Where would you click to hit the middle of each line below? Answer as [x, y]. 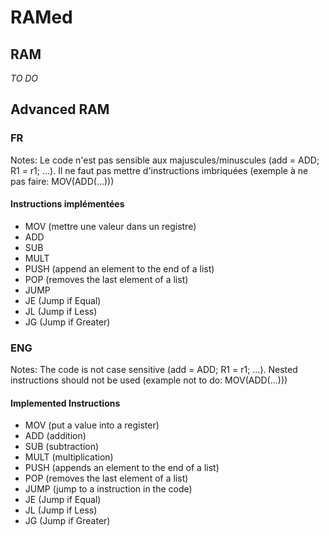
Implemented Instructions [65, 403]
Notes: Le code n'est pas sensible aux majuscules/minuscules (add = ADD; [165, 160]
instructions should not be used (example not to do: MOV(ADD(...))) [149, 380]
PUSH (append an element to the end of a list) [119, 268]
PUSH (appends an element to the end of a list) [122, 468]
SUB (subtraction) [62, 447]
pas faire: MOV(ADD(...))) [62, 181]
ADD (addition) [55, 436]
